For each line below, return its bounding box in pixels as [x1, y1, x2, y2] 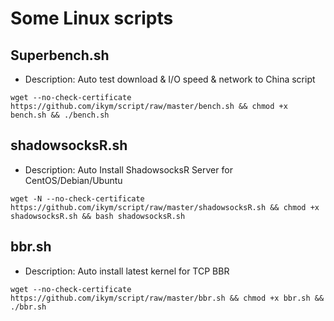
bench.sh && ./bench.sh [10, 110, 110, 120]
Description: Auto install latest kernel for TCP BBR [24, 265, 230, 277]
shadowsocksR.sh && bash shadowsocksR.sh [10, 211, 186, 221]
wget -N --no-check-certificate [10, 193, 145, 204]
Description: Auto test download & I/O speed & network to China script [24, 73, 316, 85]
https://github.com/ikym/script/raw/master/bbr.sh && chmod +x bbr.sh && [10, 293, 325, 303]
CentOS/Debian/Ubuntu [24, 174, 123, 186]
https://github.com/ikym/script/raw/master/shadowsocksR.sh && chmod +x [10, 202, 320, 212]
